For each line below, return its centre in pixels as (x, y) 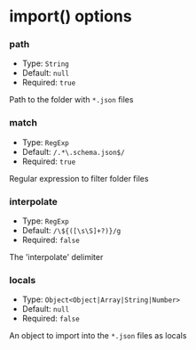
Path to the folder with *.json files (71, 100)
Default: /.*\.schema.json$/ (74, 151)
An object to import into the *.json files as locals (98, 336)
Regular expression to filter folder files (79, 178)
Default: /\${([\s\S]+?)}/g (71, 231)
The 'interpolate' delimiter (56, 257)
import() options (71, 16)
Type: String (45, 63)
